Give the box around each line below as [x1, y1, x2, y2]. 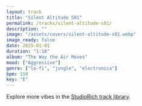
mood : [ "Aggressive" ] [6, 59, 61, 65]
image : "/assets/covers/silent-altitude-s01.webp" [6, 31, 137, 38]
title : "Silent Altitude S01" [6, 15, 83, 21]
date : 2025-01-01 [6, 43, 50, 49]
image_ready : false [6, 37, 56, 43]
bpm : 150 [6, 71, 28, 77]
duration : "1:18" [6, 48, 50, 55]
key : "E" [6, 76, 28, 82]
